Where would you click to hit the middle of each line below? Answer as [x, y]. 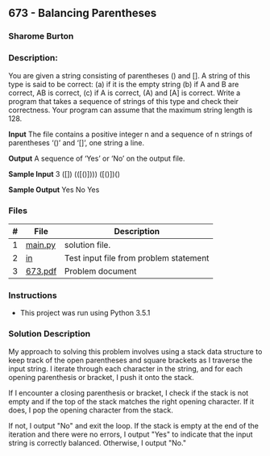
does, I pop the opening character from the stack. [91, 410]
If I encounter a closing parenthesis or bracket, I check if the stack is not [129, 393]
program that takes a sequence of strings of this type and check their [124, 101]
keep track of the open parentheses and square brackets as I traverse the [131, 360]
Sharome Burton [41, 36]
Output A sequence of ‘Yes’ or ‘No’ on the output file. [97, 158]
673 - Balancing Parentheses [83, 13]
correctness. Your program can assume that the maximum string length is [131, 110]
